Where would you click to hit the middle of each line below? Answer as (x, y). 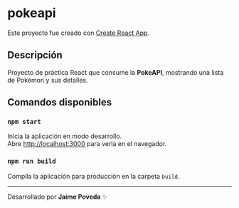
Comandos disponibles (60, 102)
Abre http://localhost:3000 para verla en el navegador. (87, 144)
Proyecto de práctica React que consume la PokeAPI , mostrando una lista (116, 72)
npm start (24, 122)
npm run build (32, 161)
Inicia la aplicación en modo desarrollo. (65, 136)
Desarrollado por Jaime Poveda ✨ (58, 197)
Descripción (35, 55)
